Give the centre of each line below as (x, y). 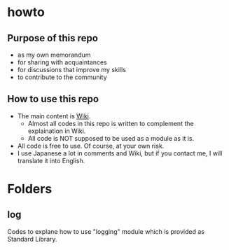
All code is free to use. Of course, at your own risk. (91, 146)
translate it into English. (51, 160)
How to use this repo (53, 99)
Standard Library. (32, 239)
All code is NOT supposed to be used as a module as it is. (111, 138)
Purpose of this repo (53, 38)
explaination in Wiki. (57, 131)
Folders (30, 189)
